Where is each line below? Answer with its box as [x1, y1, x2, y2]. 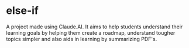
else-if [6, 4, 39, 17]
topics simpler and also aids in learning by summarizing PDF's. [6, 35, 157, 42]
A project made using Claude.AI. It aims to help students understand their [6, 23, 183, 30]
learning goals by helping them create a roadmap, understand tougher [6, 29, 176, 36]
